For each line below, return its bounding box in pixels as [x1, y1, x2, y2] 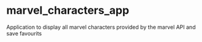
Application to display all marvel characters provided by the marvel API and [6, 23, 196, 31]
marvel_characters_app [6, 4, 130, 17]
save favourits [6, 29, 42, 37]
